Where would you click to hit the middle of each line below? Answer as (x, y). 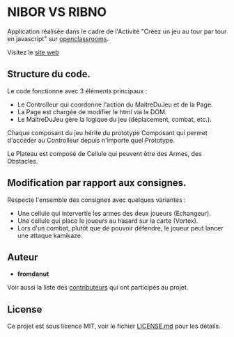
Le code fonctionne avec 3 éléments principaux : (77, 91)
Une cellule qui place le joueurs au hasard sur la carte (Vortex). (108, 221)
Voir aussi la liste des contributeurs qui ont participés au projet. (98, 288)
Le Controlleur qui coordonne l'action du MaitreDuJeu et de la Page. (115, 104)
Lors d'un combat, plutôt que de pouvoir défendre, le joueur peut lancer (120, 228)
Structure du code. (49, 74)
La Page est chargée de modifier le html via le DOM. (92, 111)
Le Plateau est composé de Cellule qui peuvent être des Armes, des (104, 153)
